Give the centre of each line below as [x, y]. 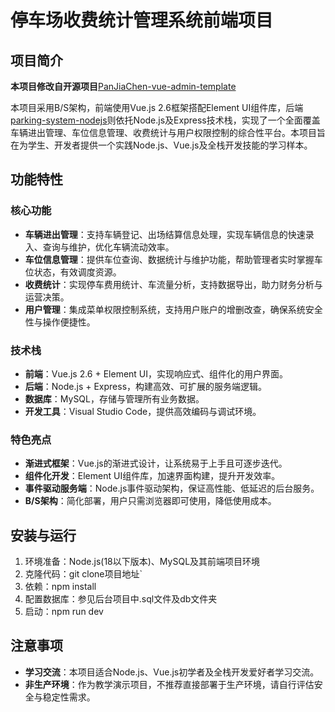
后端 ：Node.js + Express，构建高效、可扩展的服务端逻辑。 [146, 386]
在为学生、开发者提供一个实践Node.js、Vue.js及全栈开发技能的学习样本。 [161, 145]
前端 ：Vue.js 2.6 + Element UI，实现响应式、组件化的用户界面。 [156, 373]
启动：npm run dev [64, 612]
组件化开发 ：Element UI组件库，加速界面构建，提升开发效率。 [152, 476]
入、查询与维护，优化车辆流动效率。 [99, 247]
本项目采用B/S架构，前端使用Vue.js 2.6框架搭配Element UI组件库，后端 [157, 107]
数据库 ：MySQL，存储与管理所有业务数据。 [114, 398]
